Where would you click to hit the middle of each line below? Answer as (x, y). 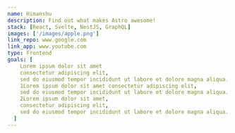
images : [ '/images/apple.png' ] (53, 33)
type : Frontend (30, 53)
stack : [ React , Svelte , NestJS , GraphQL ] (69, 27)
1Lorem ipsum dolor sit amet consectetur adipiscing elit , (109, 86)
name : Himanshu (30, 14)
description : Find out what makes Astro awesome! (82, 20)
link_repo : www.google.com (47, 40)
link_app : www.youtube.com (47, 46)
